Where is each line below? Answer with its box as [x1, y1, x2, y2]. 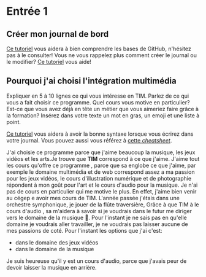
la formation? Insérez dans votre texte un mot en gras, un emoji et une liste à [6, 112, 200, 119]
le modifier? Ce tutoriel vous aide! [6, 58, 92, 65]
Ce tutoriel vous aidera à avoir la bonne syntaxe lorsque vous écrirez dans [6, 130, 194, 138]
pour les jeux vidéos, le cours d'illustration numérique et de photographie [6, 174, 192, 182]
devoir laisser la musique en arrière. [6, 263, 97, 271]
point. [6, 118, 21, 125]
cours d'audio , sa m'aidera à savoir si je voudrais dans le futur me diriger [6, 207, 192, 214]
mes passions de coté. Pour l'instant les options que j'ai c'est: [6, 227, 162, 234]
